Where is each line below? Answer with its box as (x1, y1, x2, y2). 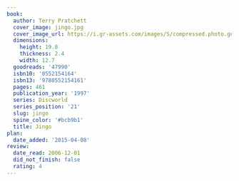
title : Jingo (13, 123, 52, 130)
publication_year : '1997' (13, 90, 91, 97)
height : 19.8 (19, 43, 59, 51)
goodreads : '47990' (13, 63, 71, 71)
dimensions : (13, 37, 49, 44)
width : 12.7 (19, 57, 55, 64)
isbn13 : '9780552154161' (13, 76, 87, 84)
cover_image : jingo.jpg (13, 24, 83, 31)
